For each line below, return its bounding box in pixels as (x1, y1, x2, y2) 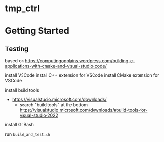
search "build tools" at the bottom (19, 102, 88, 108)
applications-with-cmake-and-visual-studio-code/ (5, 63, 107, 69)
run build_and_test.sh (5, 131, 50, 137)
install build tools (5, 87, 39, 93)
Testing (5, 45, 29, 53)
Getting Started (5, 25, 70, 37)
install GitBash (5, 122, 34, 128)
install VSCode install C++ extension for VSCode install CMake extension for (5, 72, 159, 78)
